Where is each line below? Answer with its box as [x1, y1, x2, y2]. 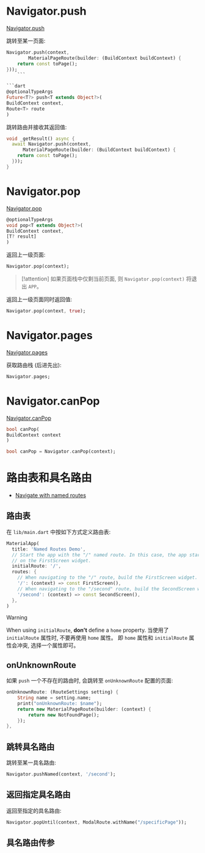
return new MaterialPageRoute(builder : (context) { [17, 706, 151, 712]
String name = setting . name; [17, 695, 92, 701]
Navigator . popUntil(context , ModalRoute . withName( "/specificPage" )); [6, 819, 187, 826]
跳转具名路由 [6, 741, 55, 752]
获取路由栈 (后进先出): [6, 361, 62, 368]
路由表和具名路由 [6, 471, 93, 485]
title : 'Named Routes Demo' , [12, 546, 86, 552]
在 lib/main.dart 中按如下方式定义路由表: [6, 528, 111, 535]
